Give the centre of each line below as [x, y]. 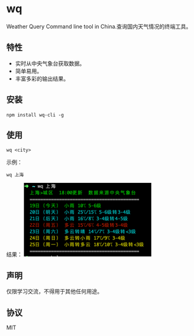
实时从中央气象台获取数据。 [50, 63]
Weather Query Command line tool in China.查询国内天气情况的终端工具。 [99, 26]
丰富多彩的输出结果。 [42, 79]
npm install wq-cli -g [35, 115]
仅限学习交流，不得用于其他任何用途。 [54, 291]
